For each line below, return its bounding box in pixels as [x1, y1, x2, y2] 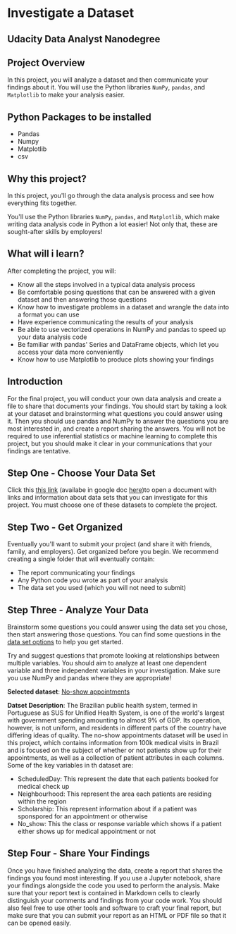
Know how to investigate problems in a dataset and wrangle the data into [17, 302, 230, 311]
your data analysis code [17, 333, 87, 341]
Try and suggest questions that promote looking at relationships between [7, 651, 220, 660]
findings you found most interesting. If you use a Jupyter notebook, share [7, 873, 221, 882]
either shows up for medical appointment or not [17, 827, 156, 836]
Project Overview [7, 56, 85, 68]
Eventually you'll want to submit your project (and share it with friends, [7, 540, 213, 548]
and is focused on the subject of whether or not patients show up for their [7, 746, 222, 755]
